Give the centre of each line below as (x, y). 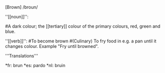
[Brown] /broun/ (22, 7)
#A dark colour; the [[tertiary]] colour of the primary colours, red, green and (83, 26)
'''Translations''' (22, 56)
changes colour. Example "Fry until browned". (52, 46)
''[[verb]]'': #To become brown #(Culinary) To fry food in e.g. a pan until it (81, 41)
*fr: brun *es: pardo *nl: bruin (35, 65)
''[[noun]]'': (17, 17)
